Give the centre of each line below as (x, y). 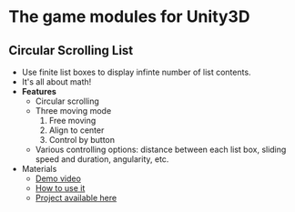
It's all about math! (56, 82)
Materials (39, 169)
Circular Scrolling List (71, 50)
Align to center (76, 130)
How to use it (60, 188)
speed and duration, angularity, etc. (102, 159)
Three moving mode (73, 111)
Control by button (82, 140)
